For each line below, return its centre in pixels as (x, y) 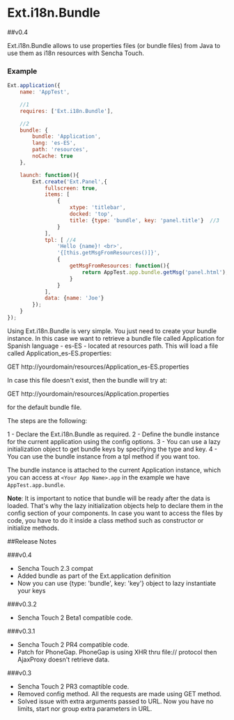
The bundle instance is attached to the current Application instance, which (114, 470)
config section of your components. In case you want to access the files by (115, 513)
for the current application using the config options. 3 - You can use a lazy (114, 441)
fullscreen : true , (71, 188)
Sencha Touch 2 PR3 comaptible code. (73, 686)
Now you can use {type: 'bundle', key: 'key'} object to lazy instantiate (117, 583)
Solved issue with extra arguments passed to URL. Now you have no (115, 701)
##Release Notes (32, 541)
